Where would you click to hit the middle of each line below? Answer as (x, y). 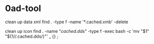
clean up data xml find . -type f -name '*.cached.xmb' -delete (67, 22)
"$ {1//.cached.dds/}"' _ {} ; (32, 36)
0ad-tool (23, 8)
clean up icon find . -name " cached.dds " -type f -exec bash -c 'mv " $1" (77, 31)
